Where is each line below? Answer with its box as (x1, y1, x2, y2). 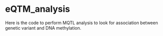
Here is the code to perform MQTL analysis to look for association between (5, 20, 158, 26)
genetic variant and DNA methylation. (5, 25, 81, 31)
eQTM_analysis (5, 3, 70, 15)
